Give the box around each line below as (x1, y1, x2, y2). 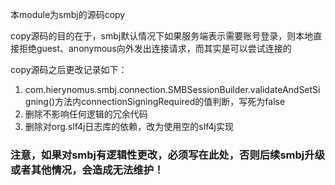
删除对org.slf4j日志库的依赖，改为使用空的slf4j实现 (24, 121, 234, 132)
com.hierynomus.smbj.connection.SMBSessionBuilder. (24, 84, 251, 95)
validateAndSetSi (249, 84, 321, 95)
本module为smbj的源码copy (10, 9, 126, 20)
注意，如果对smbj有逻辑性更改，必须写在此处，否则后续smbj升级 (10, 148, 326, 162)
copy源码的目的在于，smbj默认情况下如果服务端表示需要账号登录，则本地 (10, 30, 314, 42)
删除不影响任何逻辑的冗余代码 (24, 108, 148, 120)
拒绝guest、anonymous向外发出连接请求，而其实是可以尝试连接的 (18, 43, 292, 54)
